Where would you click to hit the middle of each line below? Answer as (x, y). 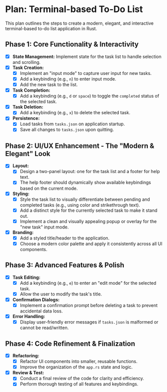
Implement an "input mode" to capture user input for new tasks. (86, 73)
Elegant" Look (28, 154)
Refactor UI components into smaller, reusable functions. (79, 361)
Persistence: (26, 118)
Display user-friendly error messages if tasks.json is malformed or (89, 322)
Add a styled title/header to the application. (65, 238)
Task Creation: (28, 67)
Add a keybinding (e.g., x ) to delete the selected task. (75, 113)
